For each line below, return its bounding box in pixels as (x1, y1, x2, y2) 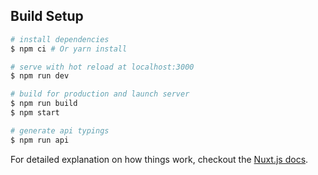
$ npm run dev (10, 71, 70, 81)
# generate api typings (10, 125, 110, 136)
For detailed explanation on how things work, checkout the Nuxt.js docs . (10, 153, 309, 165)
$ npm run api (10, 135, 70, 145)
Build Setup (10, 8, 84, 25)
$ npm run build (10, 99, 78, 109)
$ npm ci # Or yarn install (10, 44, 128, 54)
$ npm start (10, 108, 60, 118)
